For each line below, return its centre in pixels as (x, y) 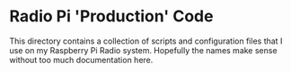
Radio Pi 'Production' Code (111, 16)
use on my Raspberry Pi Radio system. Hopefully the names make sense (143, 50)
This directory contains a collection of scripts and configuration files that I (146, 41)
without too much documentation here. (81, 60)
